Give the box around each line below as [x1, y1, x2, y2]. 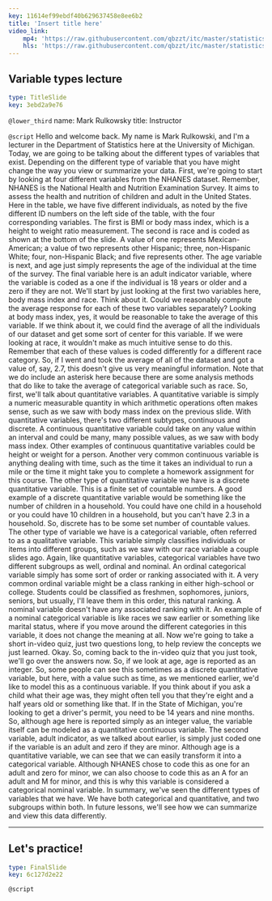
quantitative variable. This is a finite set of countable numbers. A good [8, 483, 243, 494]
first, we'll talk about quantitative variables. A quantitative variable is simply [8, 389, 259, 399]
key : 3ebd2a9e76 [8, 100, 63, 109]
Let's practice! [8, 842, 83, 856]
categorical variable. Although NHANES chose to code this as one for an [8, 759, 250, 769]
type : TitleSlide [8, 93, 67, 101]
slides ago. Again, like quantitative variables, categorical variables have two [8, 552, 261, 563]
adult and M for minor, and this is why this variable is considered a [8, 776, 229, 786]
